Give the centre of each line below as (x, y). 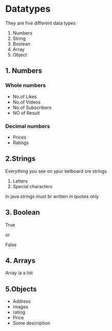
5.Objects (21, 289)
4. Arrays (20, 261)
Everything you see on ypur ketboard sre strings (56, 171)
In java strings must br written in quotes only (52, 196)
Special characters (32, 186)
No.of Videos (27, 102)
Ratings (21, 142)
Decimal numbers (28, 126)
